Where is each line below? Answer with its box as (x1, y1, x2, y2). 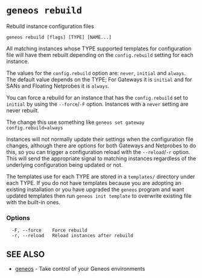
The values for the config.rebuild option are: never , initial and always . (6, 69, 186, 77)
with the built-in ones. (6, 198, 61, 205)
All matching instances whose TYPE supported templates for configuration (6, 45, 192, 52)
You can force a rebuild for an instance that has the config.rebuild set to (6, 94, 188, 101)
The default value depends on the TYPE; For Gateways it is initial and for (6, 76, 192, 83)
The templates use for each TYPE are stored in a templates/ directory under (6, 173, 195, 180)
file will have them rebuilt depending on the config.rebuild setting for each (6, 51, 194, 59)
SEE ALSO (6, 249, 45, 259)
